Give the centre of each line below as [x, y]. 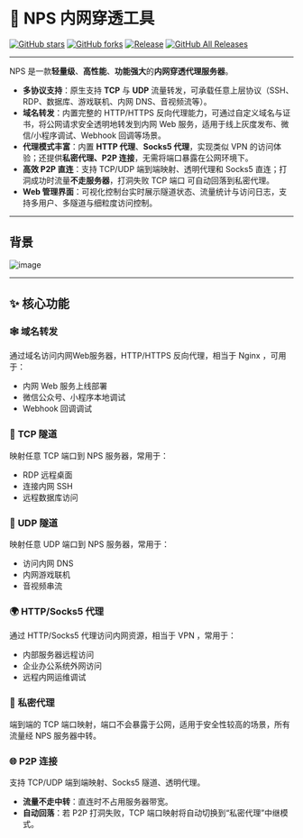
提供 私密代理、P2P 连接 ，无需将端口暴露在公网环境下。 [150, 158]
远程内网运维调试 [54, 678]
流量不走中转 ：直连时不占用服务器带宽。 [97, 801]
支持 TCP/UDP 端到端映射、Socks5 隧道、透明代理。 [107, 782]
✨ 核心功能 [40, 304]
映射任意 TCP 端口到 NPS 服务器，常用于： [89, 455]
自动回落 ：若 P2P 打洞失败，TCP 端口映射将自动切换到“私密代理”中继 [151, 813]
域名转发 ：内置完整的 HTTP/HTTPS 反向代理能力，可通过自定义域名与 [152, 113]
